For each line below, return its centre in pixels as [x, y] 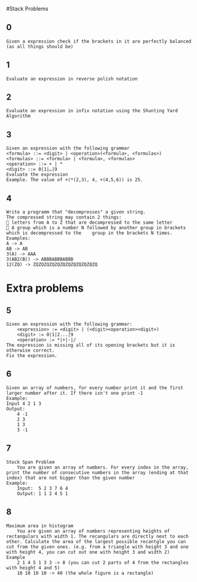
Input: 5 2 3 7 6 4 [43, 488]
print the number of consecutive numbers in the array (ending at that [97, 472]
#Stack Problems [28, 9]
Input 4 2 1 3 [24, 403]
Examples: [19, 238]
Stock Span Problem [31, 462]
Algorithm [19, 116]
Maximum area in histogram [40, 526]
